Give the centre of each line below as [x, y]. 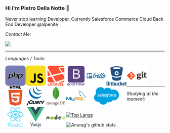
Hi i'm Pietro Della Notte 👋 [37, 8]
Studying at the [143, 94]
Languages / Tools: [25, 59]
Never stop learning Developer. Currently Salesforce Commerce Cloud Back [84, 19]
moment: [136, 99]
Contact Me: [18, 34]
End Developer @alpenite [32, 24]
